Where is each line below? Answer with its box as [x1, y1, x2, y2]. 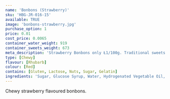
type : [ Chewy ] [5, 55, 36, 60]
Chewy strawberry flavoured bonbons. [5, 88, 87, 94]
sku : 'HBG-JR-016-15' [5, 12, 52, 17]
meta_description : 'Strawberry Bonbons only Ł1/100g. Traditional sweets [5, 50, 166, 55]
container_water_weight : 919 [5, 41, 67, 46]
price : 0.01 [5, 31, 31, 36]
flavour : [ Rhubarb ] [5, 60, 47, 65]
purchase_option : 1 [5, 27, 47, 32]
